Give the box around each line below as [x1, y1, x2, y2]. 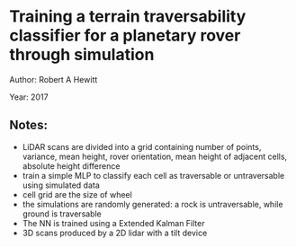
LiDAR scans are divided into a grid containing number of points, [22, 141, 262, 152]
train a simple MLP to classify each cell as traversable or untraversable [22, 170, 285, 181]
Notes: [9, 118, 48, 133]
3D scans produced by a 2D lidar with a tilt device [22, 227, 208, 238]
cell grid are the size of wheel [22, 189, 132, 199]
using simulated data [22, 180, 101, 190]
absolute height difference [22, 160, 121, 172]
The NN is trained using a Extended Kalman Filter [22, 217, 205, 228]
